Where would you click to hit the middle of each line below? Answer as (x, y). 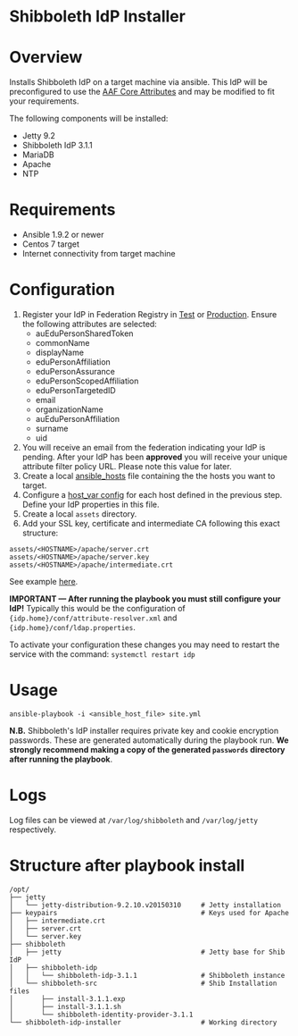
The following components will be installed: (89, 119)
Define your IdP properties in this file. (91, 504)
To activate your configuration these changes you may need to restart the (145, 644)
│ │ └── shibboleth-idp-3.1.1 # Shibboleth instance (147, 975)
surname (52, 428)
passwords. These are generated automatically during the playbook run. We (149, 740)
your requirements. (44, 101)
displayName (60, 352)
